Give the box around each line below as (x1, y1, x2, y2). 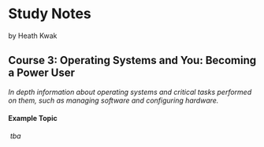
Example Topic (8, 114, 58, 123)
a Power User (8, 66, 75, 80)
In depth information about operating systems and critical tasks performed (8, 87, 252, 96)
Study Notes (8, 5, 92, 23)
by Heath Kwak (8, 31, 58, 40)
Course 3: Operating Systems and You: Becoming (8, 54, 257, 67)
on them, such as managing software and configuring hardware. (8, 96, 219, 105)
